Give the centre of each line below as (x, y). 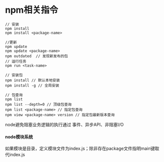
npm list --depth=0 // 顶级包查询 (38, 104)
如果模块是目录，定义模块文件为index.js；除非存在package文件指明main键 (80, 149)
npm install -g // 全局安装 (32, 85)
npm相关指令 (32, 10)
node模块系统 (19, 137)
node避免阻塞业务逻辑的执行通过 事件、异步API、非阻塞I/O (64, 124)
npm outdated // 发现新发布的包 (36, 56)
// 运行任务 (16, 61)
